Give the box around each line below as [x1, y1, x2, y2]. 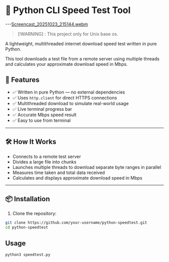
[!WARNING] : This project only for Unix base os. [17, 31, 118, 37]
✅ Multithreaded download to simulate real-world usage [12, 100, 129, 106]
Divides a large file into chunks [12, 158, 76, 165]
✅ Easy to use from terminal [12, 117, 71, 123]
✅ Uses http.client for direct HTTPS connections [12, 95, 117, 101]
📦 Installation [5, 195, 50, 203]
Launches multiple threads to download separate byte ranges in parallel [12, 164, 161, 170]
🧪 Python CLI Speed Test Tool [5, 5, 131, 16]
